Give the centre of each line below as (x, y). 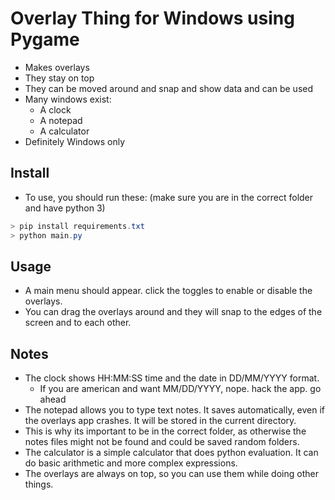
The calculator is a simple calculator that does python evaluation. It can (171, 453)
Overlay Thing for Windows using (152, 18)
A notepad (61, 120)
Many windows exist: (68, 99)
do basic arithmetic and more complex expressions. (131, 463)
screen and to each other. (78, 323)
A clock (55, 109)
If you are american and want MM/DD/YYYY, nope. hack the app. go (180, 389)
